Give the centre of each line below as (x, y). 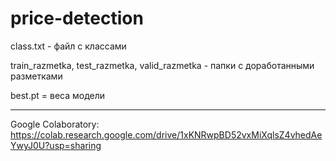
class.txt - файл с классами (68, 46)
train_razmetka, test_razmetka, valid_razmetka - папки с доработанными (162, 65)
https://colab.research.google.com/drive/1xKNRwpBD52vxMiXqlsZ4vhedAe (166, 134)
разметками (36, 76)
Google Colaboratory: (55, 124)
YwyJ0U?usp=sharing (56, 145)
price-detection (77, 18)
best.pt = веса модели (58, 95)
